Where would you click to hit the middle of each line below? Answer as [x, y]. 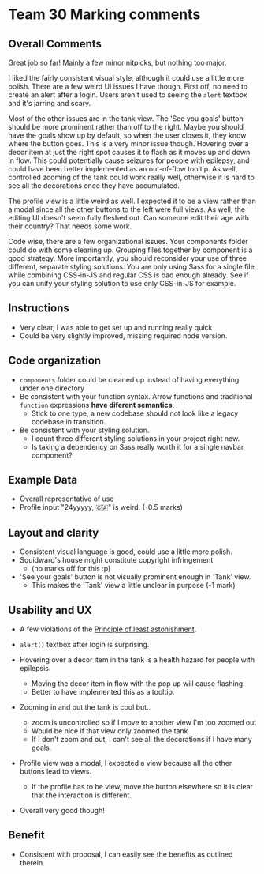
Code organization [54, 361]
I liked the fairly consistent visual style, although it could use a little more [126, 78]
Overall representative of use [67, 499]
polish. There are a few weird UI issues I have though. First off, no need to [128, 86]
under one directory [52, 388]
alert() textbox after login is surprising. [84, 645]
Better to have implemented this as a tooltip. [103, 692]
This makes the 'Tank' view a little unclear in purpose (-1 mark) [133, 586]
